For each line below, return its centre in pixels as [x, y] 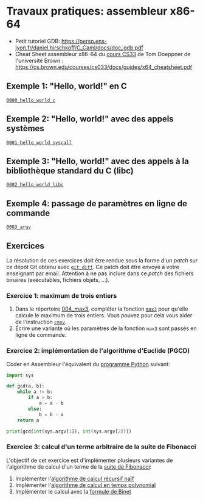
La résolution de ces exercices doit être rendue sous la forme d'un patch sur [102, 260]
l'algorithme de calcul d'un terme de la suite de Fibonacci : [79, 467]
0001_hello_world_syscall [39, 142]
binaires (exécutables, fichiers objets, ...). [58, 280]
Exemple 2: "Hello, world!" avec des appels [90, 119]
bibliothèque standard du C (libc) [70, 171]
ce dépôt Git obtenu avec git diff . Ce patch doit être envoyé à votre [93, 267]
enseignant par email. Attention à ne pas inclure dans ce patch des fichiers [100, 273]
